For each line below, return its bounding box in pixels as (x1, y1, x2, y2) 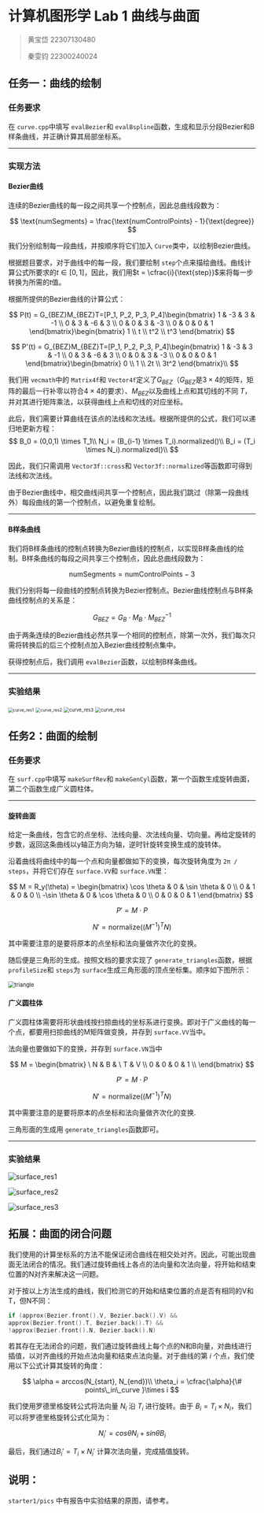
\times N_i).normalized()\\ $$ (85, 445, 179, 454)
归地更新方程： (8, 424, 57, 433)
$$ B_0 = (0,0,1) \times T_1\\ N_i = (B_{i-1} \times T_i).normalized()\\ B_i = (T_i (9, 436, 255, 446)
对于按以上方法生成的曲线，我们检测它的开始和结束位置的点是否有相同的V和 (8, 1285, 254, 1296)
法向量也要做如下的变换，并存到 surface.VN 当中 (8, 1044, 163, 1054)
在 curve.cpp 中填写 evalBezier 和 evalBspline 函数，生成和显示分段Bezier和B (8, 121, 255, 131)
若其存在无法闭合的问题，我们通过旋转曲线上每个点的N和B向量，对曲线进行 (8, 1341, 252, 1351)
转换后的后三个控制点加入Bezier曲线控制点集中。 (21, 640, 181, 650)
